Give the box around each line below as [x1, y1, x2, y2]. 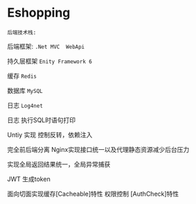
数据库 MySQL [7, 86, 43, 94]
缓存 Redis [7, 71, 37, 80]
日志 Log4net [7, 101, 44, 109]
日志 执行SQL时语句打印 [7, 116, 76, 124]
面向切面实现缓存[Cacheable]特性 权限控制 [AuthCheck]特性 [7, 189, 179, 198]
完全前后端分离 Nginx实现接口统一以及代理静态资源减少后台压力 [7, 145, 190, 153]
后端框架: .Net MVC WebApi [7, 42, 85, 50]
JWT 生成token [7, 175, 51, 183]
